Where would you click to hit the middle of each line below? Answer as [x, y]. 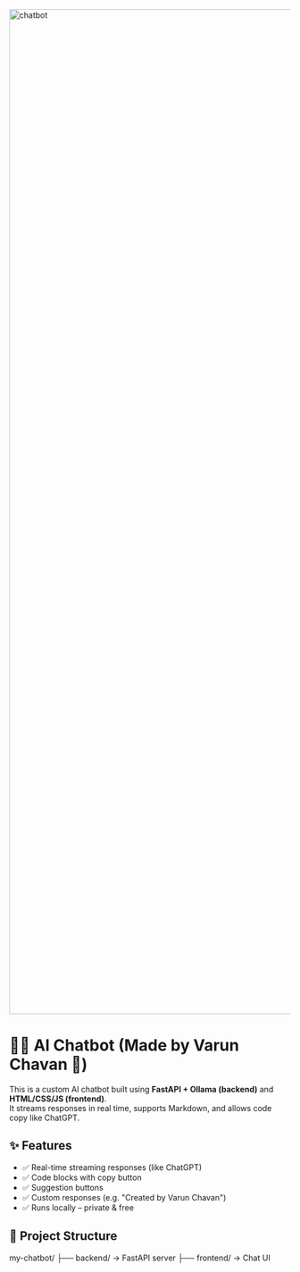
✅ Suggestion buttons [63, 1187]
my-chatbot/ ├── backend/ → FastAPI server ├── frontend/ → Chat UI [140, 1258]
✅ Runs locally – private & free [78, 1207]
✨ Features [41, 1146]
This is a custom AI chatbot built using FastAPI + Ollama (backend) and [142, 1089]
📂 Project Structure [63, 1236]
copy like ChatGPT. [45, 1117]
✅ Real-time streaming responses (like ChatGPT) [112, 1167]
